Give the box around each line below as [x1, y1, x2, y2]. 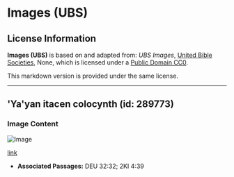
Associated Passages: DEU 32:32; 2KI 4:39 [17, 162, 144, 170]
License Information [7, 33, 96, 44]
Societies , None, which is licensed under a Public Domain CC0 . [7, 58, 189, 67]
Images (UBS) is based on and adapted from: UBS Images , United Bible [7, 51, 212, 59]
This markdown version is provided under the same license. [7, 71, 179, 80]
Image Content [7, 119, 59, 129]
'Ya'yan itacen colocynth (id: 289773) [7, 99, 174, 110]
